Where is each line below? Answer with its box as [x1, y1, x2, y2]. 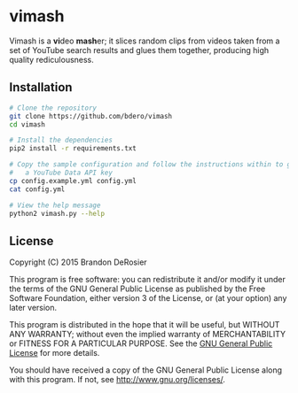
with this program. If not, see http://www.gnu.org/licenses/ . [9, 374, 226, 385]
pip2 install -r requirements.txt [9, 144, 137, 153]
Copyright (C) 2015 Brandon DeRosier [9, 257, 148, 267]
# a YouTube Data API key [9, 168, 114, 177]
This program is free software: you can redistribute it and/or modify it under [9, 274, 286, 285]
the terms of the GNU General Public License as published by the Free [9, 283, 266, 294]
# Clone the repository [9, 104, 98, 112]
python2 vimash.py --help [9, 209, 105, 218]
